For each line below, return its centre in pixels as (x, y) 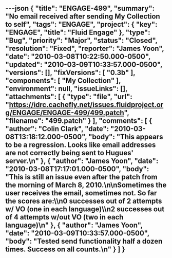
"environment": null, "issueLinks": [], (66, 89)
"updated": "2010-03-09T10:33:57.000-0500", (84, 64)
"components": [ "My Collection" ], (63, 81)
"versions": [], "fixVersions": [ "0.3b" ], (70, 73)
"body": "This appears (126, 137)
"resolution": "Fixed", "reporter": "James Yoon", (85, 49)
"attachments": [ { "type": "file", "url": (69, 97)
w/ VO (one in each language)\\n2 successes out (85, 209)
